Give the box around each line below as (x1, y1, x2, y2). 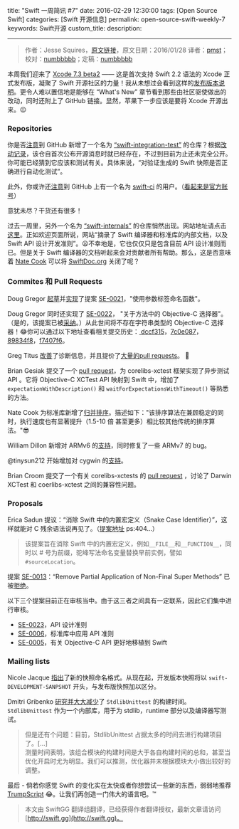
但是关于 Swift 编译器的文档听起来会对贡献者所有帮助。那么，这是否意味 (19, 248, 231, 257)
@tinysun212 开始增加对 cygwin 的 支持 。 (7, 456, 127, 465)
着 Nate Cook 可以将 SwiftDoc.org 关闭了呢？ (7, 257, 140, 265)
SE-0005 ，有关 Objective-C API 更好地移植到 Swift (17, 638, 167, 646)
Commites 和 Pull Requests (7, 277, 103, 287)
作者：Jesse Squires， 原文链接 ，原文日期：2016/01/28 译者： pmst (24, 46, 222, 54)
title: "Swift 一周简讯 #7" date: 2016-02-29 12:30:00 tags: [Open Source (7, 6, 218, 14)
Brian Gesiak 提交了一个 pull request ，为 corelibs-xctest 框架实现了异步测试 (7, 366, 230, 375)
